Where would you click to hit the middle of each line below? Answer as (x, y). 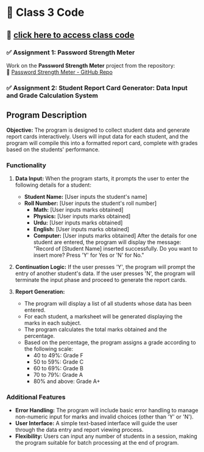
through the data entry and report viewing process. (79, 430)
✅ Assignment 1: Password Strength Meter (71, 52)
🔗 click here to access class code (71, 35)
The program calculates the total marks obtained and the (96, 329)
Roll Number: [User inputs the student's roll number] (90, 203)
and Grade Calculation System (52, 95)
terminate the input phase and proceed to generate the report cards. (101, 279)
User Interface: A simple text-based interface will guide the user (96, 423)
